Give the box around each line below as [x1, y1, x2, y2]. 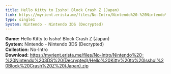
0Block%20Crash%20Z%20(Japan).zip [5, 63, 89, 69]
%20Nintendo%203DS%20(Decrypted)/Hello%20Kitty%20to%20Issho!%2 [5, 57, 164, 64]
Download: [5, 52, 29, 58]
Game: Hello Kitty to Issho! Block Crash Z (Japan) [5, 36, 110, 42]
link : [5, 12, 17, 17]
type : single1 [5, 17, 36, 22]
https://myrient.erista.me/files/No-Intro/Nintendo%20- [30, 52, 144, 58]
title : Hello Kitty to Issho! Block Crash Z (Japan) [5, 7, 120, 13]
